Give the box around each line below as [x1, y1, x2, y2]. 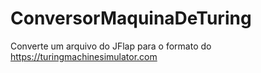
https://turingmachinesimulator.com [10, 50, 158, 62]
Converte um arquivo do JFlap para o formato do [10, 40, 212, 52]
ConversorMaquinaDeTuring [10, 7, 252, 30]
